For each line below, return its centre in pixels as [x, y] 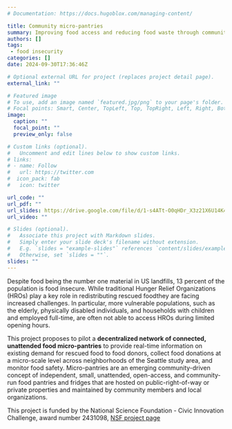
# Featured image [32, 96]
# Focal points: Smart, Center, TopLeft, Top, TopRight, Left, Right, [111, 109]
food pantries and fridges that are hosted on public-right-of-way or [114, 382]
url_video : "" [28, 217]
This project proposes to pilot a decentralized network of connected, [107, 338]
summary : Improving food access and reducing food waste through [103, 32]
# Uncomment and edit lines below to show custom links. [94, 153]
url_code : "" [26, 197]
